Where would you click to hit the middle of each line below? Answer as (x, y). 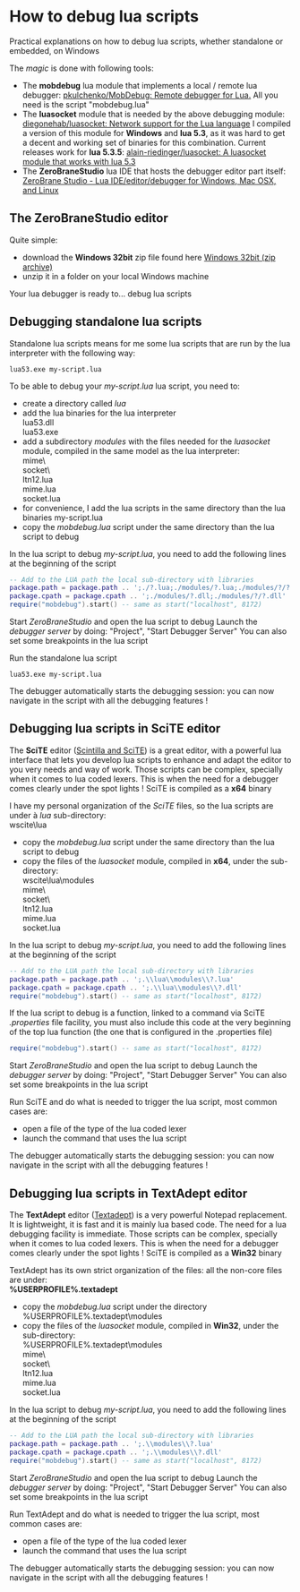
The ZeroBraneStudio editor (89, 218)
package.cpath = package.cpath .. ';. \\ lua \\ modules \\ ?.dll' (126, 988)
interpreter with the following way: (73, 353)
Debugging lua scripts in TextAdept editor (129, 1193)
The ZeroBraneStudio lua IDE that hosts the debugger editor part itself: (154, 171)
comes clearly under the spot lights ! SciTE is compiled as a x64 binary (141, 788)
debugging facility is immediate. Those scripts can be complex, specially (143, 1234)
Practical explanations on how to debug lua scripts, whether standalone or (146, 41)
